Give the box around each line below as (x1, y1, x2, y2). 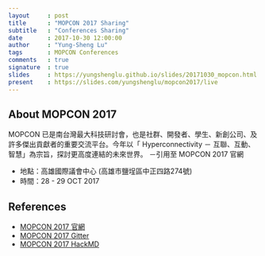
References (8, 200, 67, 213)
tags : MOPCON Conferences (8, 48, 119, 56)
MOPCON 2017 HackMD (19, 239, 100, 249)
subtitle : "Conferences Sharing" (8, 26, 129, 34)
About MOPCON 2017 (8, 107, 117, 121)
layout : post (8, 11, 69, 20)
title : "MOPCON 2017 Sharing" (8, 19, 129, 27)
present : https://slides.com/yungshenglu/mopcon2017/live (8, 78, 218, 86)
